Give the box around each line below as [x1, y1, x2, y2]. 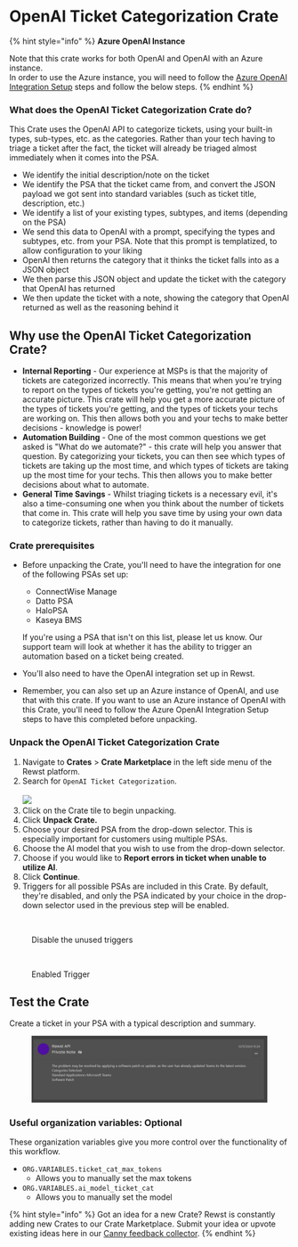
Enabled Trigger [31, 969, 91, 980]
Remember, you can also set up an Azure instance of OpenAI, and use [21, 685, 279, 696]
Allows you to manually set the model [35, 1192, 173, 1202]
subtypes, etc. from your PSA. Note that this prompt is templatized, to [21, 236, 278, 247]
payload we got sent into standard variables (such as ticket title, [21, 189, 257, 200]
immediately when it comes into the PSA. [9, 152, 159, 163]
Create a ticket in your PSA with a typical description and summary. [9, 1018, 256, 1029]
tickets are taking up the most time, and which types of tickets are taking [21, 461, 289, 472]
